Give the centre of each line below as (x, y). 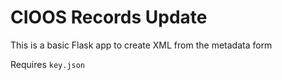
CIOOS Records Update (109, 17)
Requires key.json (48, 64)
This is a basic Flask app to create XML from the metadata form (141, 45)
